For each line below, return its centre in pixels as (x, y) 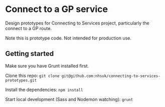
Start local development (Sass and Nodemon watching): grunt (69, 99)
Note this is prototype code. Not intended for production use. (68, 38)
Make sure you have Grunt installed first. (47, 65)
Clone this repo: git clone (32, 75)
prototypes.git (21, 80)
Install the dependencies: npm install (44, 89)
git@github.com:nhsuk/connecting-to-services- (111, 76)
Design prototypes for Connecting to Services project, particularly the (77, 23)
